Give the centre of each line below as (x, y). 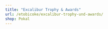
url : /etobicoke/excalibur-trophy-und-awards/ (54, 14)
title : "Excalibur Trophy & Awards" (43, 10)
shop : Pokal (17, 19)
